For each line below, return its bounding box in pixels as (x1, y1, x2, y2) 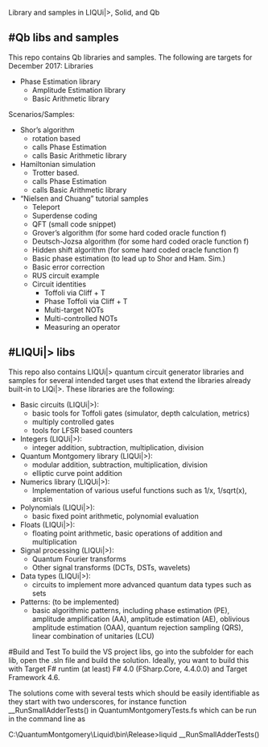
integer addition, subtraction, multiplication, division (31, 442, 204, 452)
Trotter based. (31, 168, 80, 177)
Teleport (31, 202, 60, 211)
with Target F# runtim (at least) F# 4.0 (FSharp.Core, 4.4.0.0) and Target (8, 664, 248, 674)
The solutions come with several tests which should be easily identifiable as (8, 688, 260, 698)
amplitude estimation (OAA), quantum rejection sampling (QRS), (31, 622, 244, 632)
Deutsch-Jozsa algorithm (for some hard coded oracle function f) (31, 236, 249, 246)
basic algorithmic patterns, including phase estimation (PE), (31, 605, 230, 615)
